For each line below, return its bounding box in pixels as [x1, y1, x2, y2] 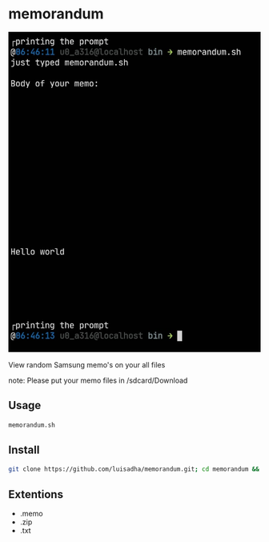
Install [8, 443, 40, 456]
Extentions [8, 488, 64, 501]
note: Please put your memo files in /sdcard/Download [8, 375, 188, 385]
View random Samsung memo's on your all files [8, 359, 166, 369]
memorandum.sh [8, 421, 56, 429]
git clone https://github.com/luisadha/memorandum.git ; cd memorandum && [8, 465, 260, 473]
